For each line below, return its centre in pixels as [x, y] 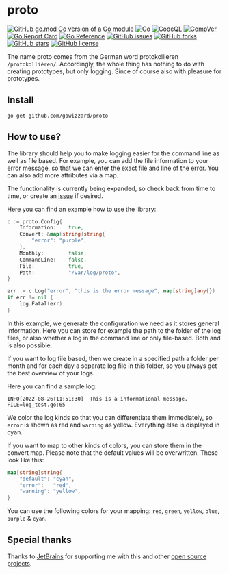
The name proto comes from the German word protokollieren [93, 56]
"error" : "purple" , [59, 241]
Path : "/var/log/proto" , [70, 273]
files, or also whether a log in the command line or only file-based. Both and [114, 338]
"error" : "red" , [45, 485]
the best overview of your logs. [51, 373]
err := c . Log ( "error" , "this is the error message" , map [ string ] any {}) [111, 291]
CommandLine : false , [53, 260]
